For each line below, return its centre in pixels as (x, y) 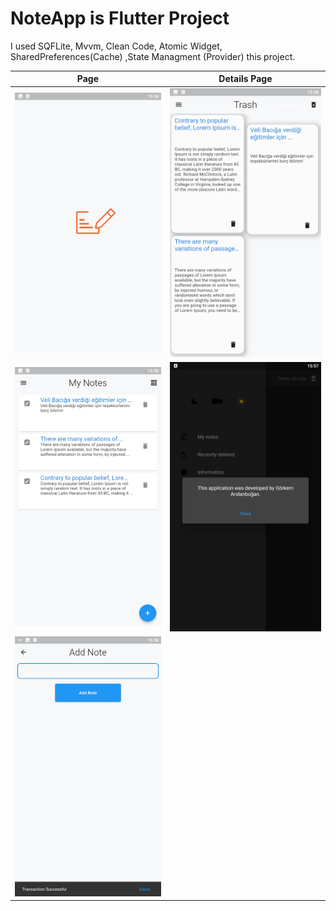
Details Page (245, 79)
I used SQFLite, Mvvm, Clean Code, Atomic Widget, (116, 46)
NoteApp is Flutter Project (120, 18)
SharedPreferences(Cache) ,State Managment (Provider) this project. (153, 56)
